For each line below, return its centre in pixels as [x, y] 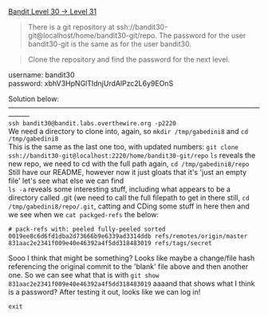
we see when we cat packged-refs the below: [84, 214]
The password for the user [202, 36]
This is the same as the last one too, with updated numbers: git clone [124, 147]
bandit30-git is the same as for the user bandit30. [109, 44]
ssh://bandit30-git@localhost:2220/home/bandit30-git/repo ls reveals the [132, 155]
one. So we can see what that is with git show [84, 275]
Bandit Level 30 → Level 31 [53, 12]
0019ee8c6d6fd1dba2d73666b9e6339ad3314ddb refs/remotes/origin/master [128, 236]
